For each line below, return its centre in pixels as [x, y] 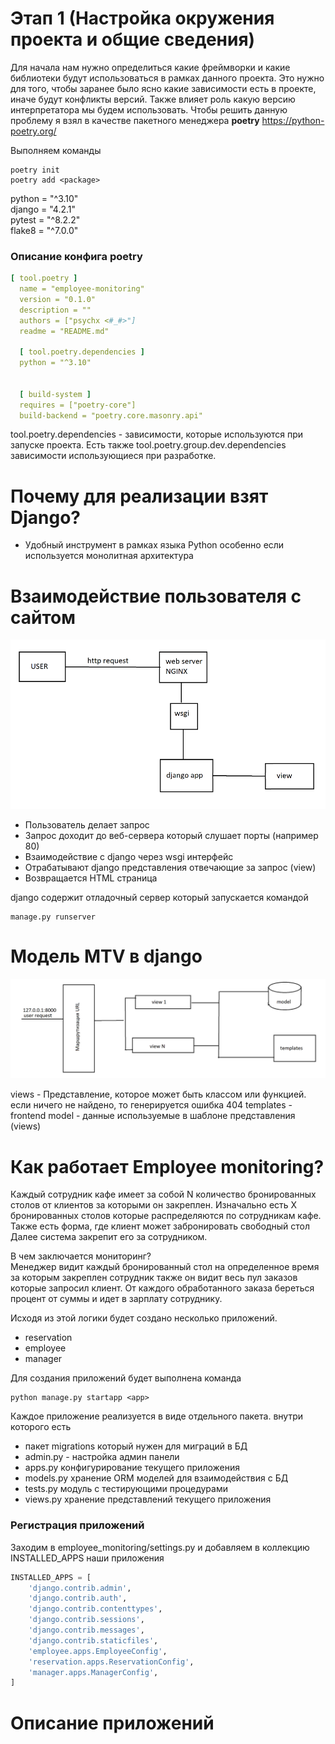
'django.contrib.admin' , [80, 1588]
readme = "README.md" [64, 331]
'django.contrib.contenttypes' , [95, 1609]
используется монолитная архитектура [109, 556]
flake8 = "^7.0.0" [44, 230]
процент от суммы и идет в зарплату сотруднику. [116, 1299]
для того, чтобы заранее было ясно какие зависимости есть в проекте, [163, 88]
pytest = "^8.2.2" [45, 219]
